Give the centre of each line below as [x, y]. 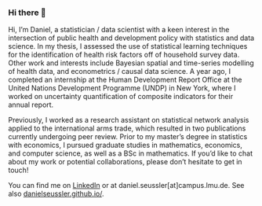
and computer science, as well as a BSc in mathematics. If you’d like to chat [131, 153]
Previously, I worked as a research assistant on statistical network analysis [129, 120]
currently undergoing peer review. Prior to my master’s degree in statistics [128, 137]
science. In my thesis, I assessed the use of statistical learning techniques [128, 46]
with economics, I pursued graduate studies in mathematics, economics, [126, 145]
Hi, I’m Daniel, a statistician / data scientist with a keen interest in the [119, 30]
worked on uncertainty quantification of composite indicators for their [121, 97]
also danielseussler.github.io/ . [56, 194]
